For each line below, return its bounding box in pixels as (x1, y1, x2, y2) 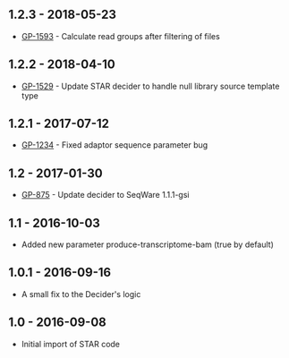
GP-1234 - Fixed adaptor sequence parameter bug (21, 140, 208, 150)
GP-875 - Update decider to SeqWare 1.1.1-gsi (21, 190, 190, 200)
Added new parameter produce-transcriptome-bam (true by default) (21, 239, 275, 250)
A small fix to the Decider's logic (21, 288, 141, 299)
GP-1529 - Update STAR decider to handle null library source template (21, 81, 280, 91)
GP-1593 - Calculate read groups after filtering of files (21, 30, 220, 41)
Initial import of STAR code (21, 338, 121, 349)
